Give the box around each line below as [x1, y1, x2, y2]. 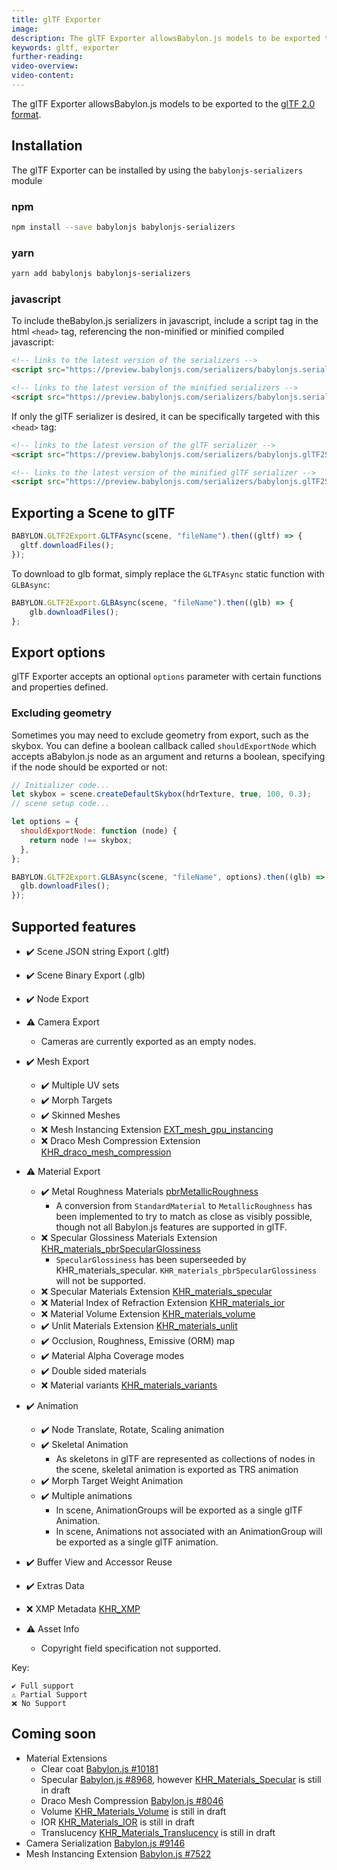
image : [11, 24, 39, 34]
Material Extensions [25, 1752, 108, 1764]
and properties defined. [11, 681, 109, 693]
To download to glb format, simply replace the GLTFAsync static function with [11, 567, 325, 580]
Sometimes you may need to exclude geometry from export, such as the [11, 729, 309, 741]
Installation [11, 137, 83, 155]
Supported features [11, 918, 137, 935]
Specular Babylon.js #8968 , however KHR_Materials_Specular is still [40, 1773, 322, 1785]
